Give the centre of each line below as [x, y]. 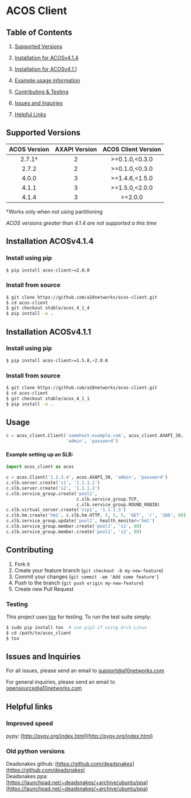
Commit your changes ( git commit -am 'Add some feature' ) [86, 576]
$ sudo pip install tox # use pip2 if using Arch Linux [77, 627]
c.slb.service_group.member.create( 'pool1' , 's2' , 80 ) [74, 532]
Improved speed [30, 723]
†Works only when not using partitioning [54, 211]
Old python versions [36, 751]
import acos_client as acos [40, 467]
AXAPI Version [76, 149]
